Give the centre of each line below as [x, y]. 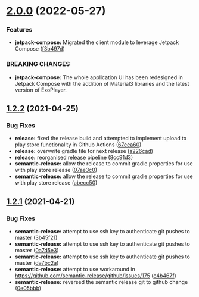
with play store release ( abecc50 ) [56, 183]
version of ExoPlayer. [41, 90]
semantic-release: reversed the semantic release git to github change [101, 282]
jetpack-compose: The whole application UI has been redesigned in [99, 77]
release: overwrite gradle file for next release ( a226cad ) [84, 151]
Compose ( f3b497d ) [40, 49]
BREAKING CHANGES [38, 64]
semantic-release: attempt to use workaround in [75, 270]
